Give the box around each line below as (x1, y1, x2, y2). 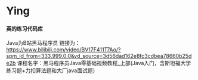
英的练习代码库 (6, 25, 43, 32)
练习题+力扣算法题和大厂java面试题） (6, 67, 98, 74)
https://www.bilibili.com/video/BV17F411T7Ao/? (6, 46, 121, 53)
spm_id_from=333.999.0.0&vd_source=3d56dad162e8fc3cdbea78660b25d (6, 53, 192, 60)
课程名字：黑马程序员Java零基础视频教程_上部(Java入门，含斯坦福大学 (17, 60, 191, 67)
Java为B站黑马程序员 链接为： (6, 39, 81, 47)
